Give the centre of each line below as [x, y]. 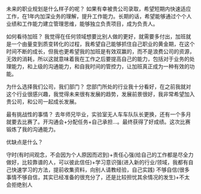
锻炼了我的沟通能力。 [32, 129]
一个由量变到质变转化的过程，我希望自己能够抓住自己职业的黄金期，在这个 [103, 44]
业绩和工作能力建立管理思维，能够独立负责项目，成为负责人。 [82, 24]
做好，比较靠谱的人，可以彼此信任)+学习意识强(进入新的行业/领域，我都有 [97, 162]
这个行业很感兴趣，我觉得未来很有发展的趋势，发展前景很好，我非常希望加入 [100, 94]
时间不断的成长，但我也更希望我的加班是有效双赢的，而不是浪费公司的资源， [100, 51]
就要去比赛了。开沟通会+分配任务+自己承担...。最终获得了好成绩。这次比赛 [98, 122]
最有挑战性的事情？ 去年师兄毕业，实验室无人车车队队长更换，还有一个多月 [99, 114]
